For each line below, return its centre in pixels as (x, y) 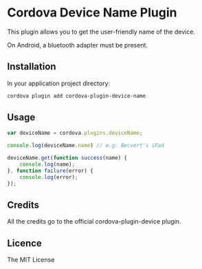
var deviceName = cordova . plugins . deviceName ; (75, 133)
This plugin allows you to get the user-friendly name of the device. (101, 32)
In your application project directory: (59, 83)
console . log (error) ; (49, 177)
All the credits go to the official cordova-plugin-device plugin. (94, 222)
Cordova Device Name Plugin (92, 13)
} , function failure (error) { (50, 171)
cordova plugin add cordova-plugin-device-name (77, 96)
